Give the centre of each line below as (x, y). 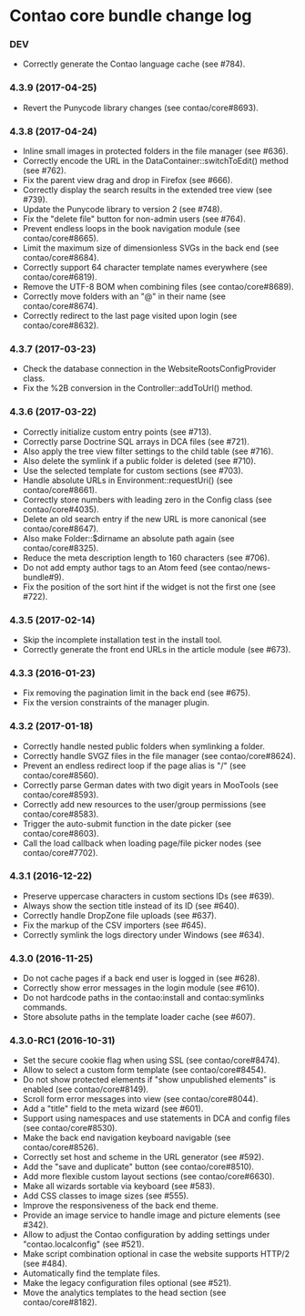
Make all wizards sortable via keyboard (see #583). (119, 1187)
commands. (45, 1007)
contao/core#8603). (61, 833)
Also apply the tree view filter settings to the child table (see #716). (148, 451)
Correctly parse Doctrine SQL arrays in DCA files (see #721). (136, 441)
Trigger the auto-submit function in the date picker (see (127, 823)
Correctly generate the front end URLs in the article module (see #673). (157, 649)
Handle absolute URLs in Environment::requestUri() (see (128, 480)
